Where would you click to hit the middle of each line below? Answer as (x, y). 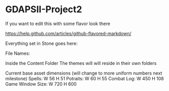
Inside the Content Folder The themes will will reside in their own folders (81, 63)
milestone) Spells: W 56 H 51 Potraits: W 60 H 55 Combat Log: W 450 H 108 (85, 78)
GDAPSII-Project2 (44, 9)
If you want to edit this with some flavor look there (58, 24)
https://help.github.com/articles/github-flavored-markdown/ (68, 33)
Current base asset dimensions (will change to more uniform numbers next (84, 73)
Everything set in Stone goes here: (41, 43)
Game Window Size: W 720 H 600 (41, 84)
